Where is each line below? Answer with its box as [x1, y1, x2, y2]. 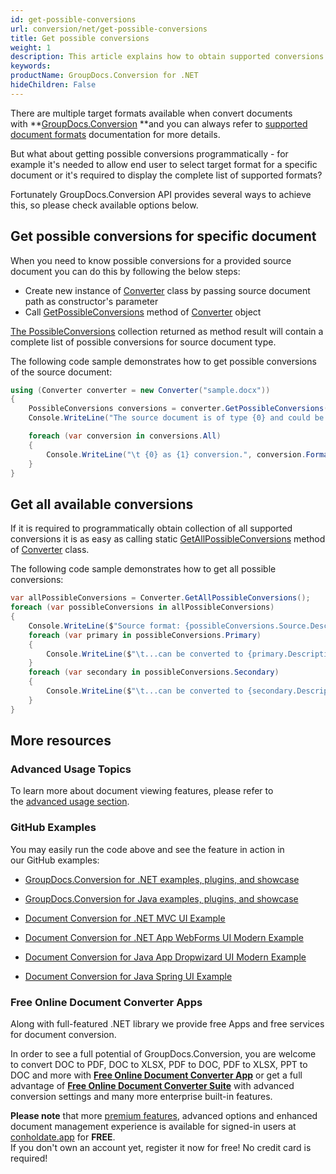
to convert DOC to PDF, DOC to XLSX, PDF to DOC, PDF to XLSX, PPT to [10, 1058, 308, 1070]
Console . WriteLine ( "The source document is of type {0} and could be [28, 413, 325, 423]
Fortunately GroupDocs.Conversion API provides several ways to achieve [10, 188, 312, 200]
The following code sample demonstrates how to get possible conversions [10, 355, 317, 367]
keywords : [10, 61, 52, 71]
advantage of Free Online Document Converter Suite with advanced [10, 1079, 295, 1091]
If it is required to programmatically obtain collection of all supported [10, 522, 293, 535]
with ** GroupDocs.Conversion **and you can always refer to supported [10, 117, 308, 130]
